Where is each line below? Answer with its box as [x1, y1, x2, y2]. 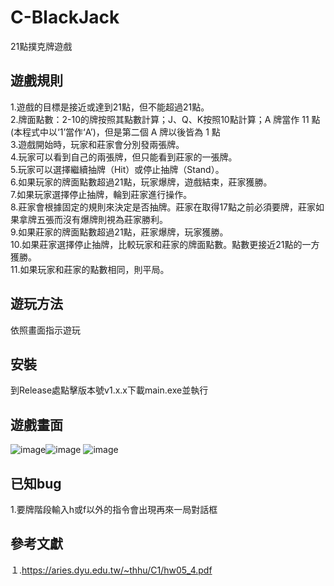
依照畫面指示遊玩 [10, 324, 81, 336]
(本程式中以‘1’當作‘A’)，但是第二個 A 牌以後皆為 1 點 [10, 126, 221, 138]
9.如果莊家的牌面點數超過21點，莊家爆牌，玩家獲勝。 [10, 226, 229, 238]
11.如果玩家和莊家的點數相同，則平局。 [10, 263, 170, 275]
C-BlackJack [10, 6, 120, 29]
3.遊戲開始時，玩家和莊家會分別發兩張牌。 [10, 138, 185, 150]
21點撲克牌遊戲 [10, 40, 73, 52]
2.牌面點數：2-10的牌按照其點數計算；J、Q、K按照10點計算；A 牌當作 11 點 [10, 113, 321, 125]
